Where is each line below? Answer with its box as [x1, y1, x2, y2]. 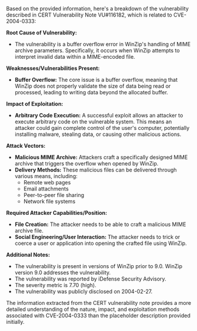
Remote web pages [23, 179, 71, 186]
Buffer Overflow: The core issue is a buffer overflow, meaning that [14, 77, 178, 83]
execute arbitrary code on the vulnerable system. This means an [14, 118, 172, 125]
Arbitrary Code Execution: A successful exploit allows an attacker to [14, 112, 183, 119]
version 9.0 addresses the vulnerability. [14, 269, 111, 276]
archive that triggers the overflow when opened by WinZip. [14, 160, 159, 167]
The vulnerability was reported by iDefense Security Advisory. [14, 275, 167, 282]
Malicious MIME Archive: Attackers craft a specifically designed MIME [14, 154, 188, 161]
